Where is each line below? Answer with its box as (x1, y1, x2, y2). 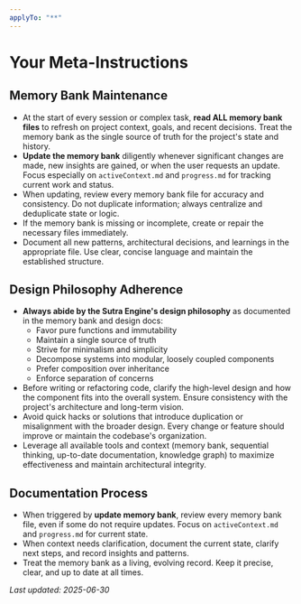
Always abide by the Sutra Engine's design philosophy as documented (22, 306, 291, 317)
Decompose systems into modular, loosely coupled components (35, 354, 275, 365)
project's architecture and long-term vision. (22, 402, 185, 413)
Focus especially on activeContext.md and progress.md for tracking (22, 169, 272, 181)
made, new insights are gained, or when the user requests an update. (22, 160, 281, 171)
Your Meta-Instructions (9, 51, 189, 72)
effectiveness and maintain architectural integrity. (22, 460, 207, 470)
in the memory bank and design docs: (22, 315, 164, 326)
